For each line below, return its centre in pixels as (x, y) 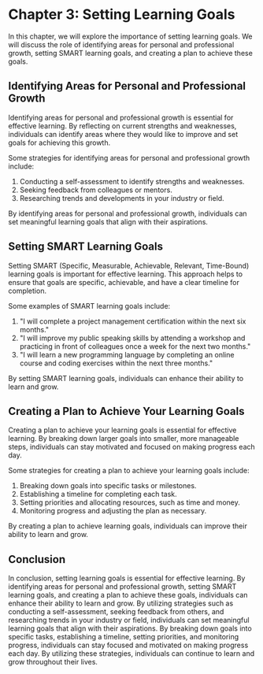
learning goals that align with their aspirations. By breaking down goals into (130, 628)
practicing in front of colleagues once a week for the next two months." (135, 346)
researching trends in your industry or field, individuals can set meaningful (129, 620)
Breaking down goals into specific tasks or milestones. (108, 486)
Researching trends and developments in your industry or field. (122, 198)
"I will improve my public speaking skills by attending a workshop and (132, 338)
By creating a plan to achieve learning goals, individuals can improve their (128, 526)
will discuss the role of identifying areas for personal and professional (121, 44)
